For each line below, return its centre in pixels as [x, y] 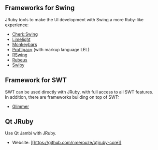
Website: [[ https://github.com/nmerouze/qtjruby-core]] [67, 143]
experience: [17, 25]
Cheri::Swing [25, 34]
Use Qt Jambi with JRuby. [31, 133]
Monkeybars [24, 44]
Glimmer [20, 106]
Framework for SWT [36, 80]
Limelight [21, 39]
